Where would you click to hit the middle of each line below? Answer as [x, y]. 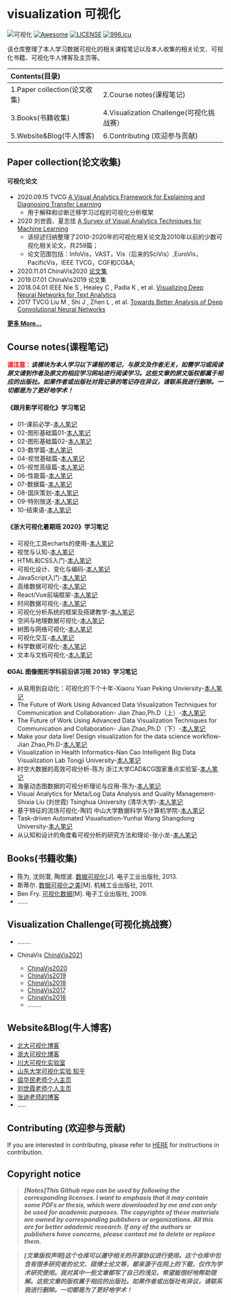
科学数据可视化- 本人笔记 [52, 646]
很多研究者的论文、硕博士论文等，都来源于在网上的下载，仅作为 [126, 1264]
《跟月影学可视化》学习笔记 [46, 407]
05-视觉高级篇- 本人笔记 [50, 466]
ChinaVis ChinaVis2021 [49, 955]
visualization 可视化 [64, 14]
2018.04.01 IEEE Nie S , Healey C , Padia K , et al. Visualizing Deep [110, 287]
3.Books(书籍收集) [40, 117]
